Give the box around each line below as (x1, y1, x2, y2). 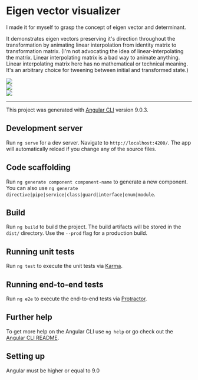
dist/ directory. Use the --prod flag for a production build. (6, 230, 147, 237)
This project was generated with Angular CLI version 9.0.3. (6, 106, 148, 113)
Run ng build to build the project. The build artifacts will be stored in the (6, 223, 181, 231)
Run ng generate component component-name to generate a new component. (6, 178, 189, 185)
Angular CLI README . (6, 334, 60, 341)
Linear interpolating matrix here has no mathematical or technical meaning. (6, 60, 189, 67)
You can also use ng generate (6, 184, 78, 191)
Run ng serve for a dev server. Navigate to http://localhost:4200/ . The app (6, 139, 192, 146)
